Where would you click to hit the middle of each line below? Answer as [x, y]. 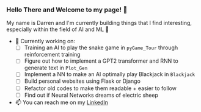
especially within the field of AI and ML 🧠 [58, 29]
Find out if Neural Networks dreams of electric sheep [91, 95]
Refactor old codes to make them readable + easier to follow [100, 88]
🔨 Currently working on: [45, 41]
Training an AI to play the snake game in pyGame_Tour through [101, 47]
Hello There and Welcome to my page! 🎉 [67, 10]
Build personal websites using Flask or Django [82, 81]
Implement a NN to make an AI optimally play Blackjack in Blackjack [110, 74]
